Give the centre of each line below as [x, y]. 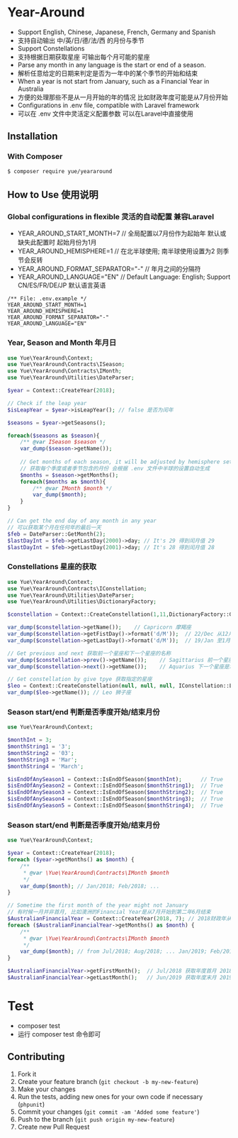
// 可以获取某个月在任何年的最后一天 [54, 527]
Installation [33, 137]
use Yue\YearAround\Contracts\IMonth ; [64, 371]
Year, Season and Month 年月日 [62, 343]
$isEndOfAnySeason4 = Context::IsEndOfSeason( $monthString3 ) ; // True [115, 799]
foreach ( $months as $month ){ [63, 482]
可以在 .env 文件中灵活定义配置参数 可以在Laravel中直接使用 [105, 114]
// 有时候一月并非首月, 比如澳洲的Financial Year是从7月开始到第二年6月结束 [109, 912]
